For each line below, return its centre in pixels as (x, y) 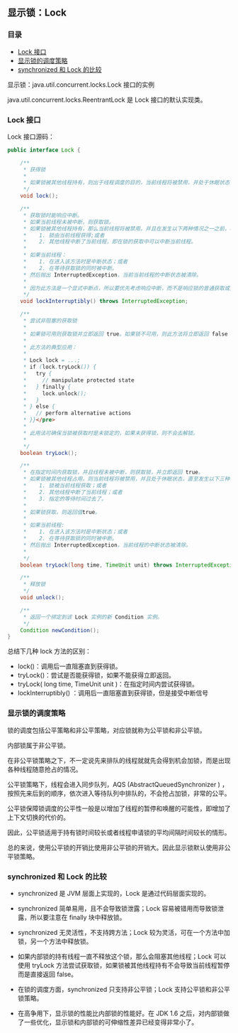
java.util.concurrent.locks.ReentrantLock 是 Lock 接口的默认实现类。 (107, 100)
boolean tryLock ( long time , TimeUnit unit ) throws (96, 565)
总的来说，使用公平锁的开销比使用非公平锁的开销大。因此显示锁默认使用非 (116, 847)
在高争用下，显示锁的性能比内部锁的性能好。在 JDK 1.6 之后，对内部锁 (120, 1013)
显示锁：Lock (37, 13)
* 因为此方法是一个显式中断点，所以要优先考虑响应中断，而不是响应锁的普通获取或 (126, 288)
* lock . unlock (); (55, 393)
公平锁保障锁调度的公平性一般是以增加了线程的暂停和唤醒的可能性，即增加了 (119, 808)
